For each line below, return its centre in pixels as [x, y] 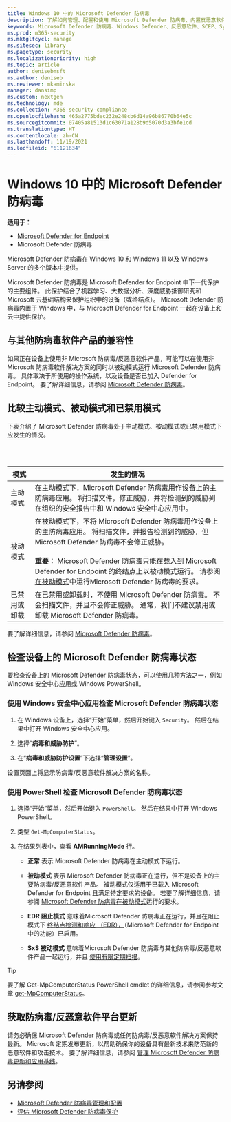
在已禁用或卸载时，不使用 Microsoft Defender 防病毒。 [123, 594]
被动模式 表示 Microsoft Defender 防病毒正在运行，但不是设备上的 [121, 875]
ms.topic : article [33, 65]
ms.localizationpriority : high [52, 59]
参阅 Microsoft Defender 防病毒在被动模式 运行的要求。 [105, 901]
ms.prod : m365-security [41, 33]
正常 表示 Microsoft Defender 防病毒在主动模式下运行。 [106, 860]
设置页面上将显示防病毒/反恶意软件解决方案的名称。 [81, 772]
